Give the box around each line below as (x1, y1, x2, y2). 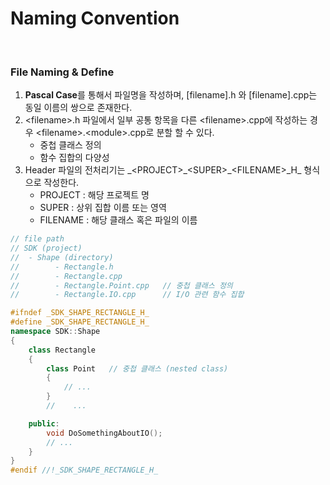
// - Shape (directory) (10, 252, 114, 262)
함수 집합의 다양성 (39, 152, 110, 164)
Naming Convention (10, 7, 180, 30)
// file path (10, 234, 65, 244)
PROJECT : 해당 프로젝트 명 (39, 189, 150, 201)
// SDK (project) (10, 243, 83, 254)
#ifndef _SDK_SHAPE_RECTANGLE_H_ (10, 308, 150, 318)
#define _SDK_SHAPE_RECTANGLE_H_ (10, 317, 150, 327)
